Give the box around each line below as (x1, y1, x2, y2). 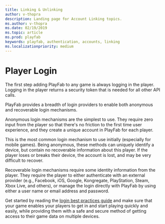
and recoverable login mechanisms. (5, 107, 78, 112)
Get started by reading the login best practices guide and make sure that (5, 197, 153, 203)
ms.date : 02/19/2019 (5, 26, 48, 31)
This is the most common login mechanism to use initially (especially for (5, 136, 151, 142)
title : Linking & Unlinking (5, 7, 63, 12)
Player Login (5, 65, 58, 76)
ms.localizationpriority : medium (5, 44, 74, 49)
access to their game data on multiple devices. (5, 213, 100, 219)
